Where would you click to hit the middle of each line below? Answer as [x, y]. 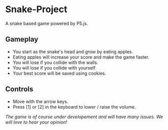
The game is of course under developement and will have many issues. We [84, 117]
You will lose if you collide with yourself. [54, 68]
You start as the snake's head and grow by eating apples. [73, 51]
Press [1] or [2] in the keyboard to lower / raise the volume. [74, 107]
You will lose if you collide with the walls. [55, 62]
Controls [19, 89]
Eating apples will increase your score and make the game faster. [81, 57]
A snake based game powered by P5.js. [47, 23]
